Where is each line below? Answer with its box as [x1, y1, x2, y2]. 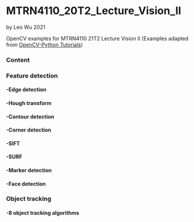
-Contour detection [6, 113, 55, 120]
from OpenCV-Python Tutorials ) [6, 41, 83, 48]
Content [6, 56, 31, 64]
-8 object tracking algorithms [6, 210, 79, 217]
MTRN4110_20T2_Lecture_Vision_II [6, 4, 182, 18]
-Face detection [6, 180, 46, 187]
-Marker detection [6, 166, 52, 174]
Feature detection [6, 72, 58, 80]
